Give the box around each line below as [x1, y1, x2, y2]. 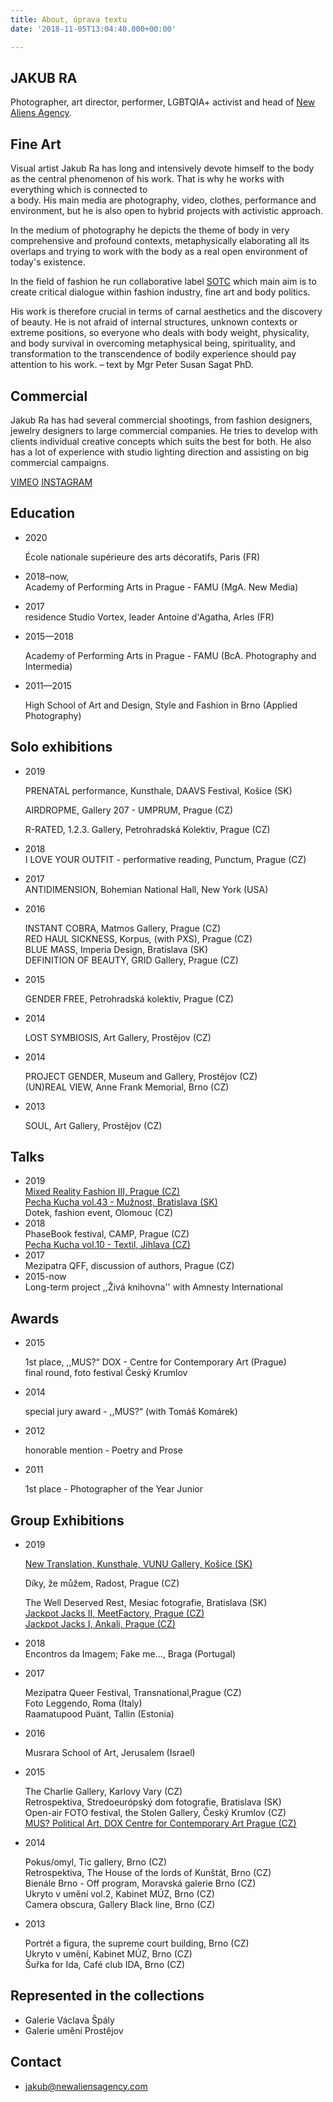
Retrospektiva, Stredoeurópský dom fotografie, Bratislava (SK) [24, 1796, 282, 1808]
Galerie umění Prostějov [24, 2024, 124, 2036]
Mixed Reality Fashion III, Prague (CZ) [24, 1186, 181, 1198]
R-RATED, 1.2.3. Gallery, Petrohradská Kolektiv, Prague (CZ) [24, 823, 271, 835]
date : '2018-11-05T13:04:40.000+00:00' [10, 24, 177, 34]
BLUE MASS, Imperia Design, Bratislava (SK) [24, 943, 209, 955]
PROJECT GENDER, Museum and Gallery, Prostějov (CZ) [24, 1070, 258, 1082]
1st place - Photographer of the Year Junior [24, 1483, 203, 1495]
